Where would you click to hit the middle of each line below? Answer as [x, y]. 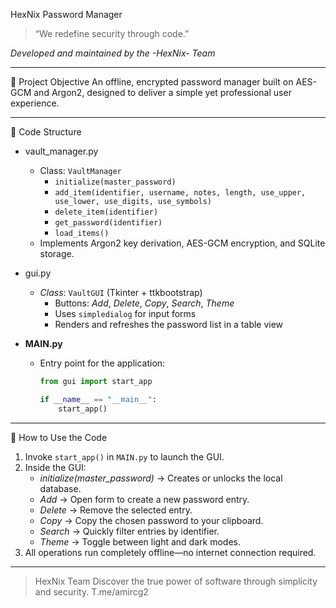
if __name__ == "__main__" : [98, 399]
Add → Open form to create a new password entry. [144, 499]
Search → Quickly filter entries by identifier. [129, 531]
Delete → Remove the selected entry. [116, 510]
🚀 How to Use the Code [59, 437]
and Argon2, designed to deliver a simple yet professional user [162, 92]
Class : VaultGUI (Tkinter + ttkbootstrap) [121, 292]
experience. [35, 103]
